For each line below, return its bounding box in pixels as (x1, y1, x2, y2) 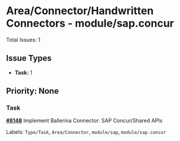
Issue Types (6, 53, 52, 63)
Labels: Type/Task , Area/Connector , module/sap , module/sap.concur (6, 129, 166, 136)
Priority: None (6, 86, 59, 96)
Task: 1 (14, 69, 32, 76)
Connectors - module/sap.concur (6, 17, 174, 30)
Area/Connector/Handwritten (6, 4, 154, 18)
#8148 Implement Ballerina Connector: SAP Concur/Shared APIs (6, 117, 163, 124)
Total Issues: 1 (6, 36, 41, 43)
